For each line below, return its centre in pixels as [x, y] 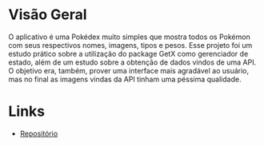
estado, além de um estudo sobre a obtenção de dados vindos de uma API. [132, 62]
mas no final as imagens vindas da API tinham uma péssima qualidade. [125, 79]
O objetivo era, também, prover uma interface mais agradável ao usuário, [129, 70]
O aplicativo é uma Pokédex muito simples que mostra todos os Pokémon [129, 37]
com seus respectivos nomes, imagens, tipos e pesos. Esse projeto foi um [130, 45]
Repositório [39, 133]
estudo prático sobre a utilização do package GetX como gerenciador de [128, 53]
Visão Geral [48, 15]
